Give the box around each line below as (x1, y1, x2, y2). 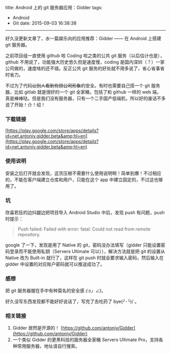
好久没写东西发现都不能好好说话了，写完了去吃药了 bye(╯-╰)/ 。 (5, 298, 139, 305)
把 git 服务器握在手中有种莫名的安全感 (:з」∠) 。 (5, 288, 106, 294)
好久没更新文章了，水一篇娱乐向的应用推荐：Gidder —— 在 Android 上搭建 (5, 35, 162, 41)
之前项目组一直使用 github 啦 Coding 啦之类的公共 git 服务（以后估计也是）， (5, 53, 165, 59)
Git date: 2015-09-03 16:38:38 (12, 20, 77, 26)
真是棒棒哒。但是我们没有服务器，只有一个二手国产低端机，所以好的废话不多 (5, 95, 166, 101)
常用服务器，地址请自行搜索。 (17, 343, 80, 349)
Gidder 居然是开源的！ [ (12, 325, 63, 331)
